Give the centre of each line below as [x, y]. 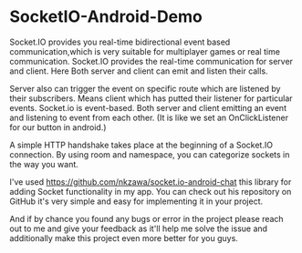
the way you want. [44, 164]
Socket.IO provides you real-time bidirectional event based [120, 42]
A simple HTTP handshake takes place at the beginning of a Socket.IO [141, 145]
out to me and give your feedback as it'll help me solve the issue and [138, 228]
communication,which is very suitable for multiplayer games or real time [145, 51]
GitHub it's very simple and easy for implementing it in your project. [136, 201]
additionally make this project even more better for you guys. [124, 238]
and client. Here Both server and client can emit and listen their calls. [139, 71]
